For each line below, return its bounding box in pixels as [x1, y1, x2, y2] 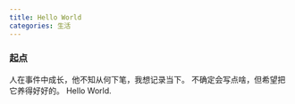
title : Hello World [9, 12, 82, 22]
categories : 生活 [9, 21, 72, 30]
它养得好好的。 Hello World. [9, 85, 112, 96]
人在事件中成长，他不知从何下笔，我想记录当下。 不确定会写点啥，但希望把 [9, 74, 286, 84]
